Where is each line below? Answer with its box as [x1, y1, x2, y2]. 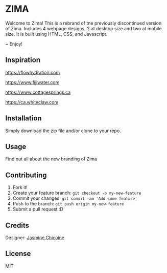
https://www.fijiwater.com [5, 79, 60, 85]
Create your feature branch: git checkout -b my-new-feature [12, 190, 141, 196]
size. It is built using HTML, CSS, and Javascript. [5, 31, 108, 37]
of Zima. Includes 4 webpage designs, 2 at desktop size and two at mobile [5, 25, 162, 31]
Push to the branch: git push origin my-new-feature [12, 201, 124, 207]
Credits [5, 221, 30, 229]
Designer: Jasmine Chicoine [5, 235, 65, 241]
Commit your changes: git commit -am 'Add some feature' [12, 195, 138, 201]
